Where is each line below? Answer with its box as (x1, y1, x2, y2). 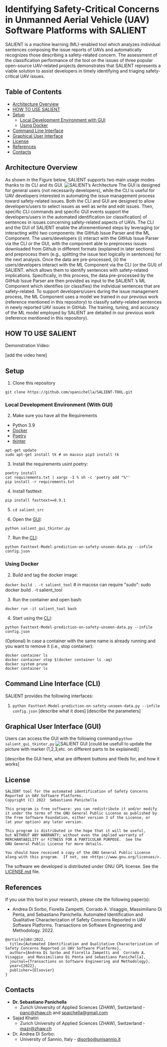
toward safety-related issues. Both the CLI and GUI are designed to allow (5, 198, 155, 204)
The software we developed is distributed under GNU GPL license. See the (5, 863, 159, 869)
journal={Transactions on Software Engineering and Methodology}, (9, 959, 151, 964)
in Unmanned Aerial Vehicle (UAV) (5, 14, 150, 26)
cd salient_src (12, 508, 44, 513)
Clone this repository (12, 380, 56, 386)
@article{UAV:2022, (5, 937, 46, 942)
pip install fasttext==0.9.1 (5, 498, 66, 503)
